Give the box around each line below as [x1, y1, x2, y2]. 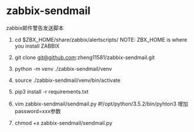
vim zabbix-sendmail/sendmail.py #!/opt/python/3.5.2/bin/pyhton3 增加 [14, 100, 189, 107]
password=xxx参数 [14, 107, 61, 114]
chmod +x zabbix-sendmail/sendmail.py [14, 119, 113, 126]
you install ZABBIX [14, 42, 60, 49]
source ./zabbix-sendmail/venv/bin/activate [14, 77, 121, 84]
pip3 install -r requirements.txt [14, 88, 89, 95]
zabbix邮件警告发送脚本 [6, 24, 64, 31]
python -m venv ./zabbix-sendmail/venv [14, 65, 112, 72]
